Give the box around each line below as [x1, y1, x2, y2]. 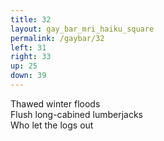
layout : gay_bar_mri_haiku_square [10, 24, 155, 34]
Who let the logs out [10, 119, 94, 131]
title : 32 [10, 14, 52, 25]
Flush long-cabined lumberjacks [10, 108, 144, 120]
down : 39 [10, 71, 47, 81]
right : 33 [10, 52, 52, 62]
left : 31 [10, 42, 47, 53]
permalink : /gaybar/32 [10, 33, 105, 43]
